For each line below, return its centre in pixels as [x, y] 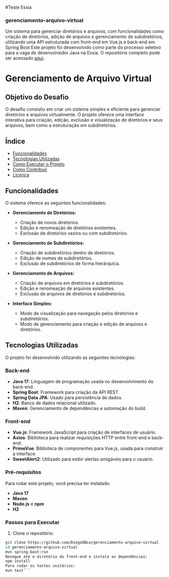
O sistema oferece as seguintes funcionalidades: [56, 203]
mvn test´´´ [18, 571]
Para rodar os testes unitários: [40, 566]
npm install [18, 561]
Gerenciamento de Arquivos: [43, 273]
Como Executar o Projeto [39, 164]
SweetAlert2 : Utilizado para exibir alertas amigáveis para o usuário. [83, 459]
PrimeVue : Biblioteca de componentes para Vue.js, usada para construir [88, 448]
